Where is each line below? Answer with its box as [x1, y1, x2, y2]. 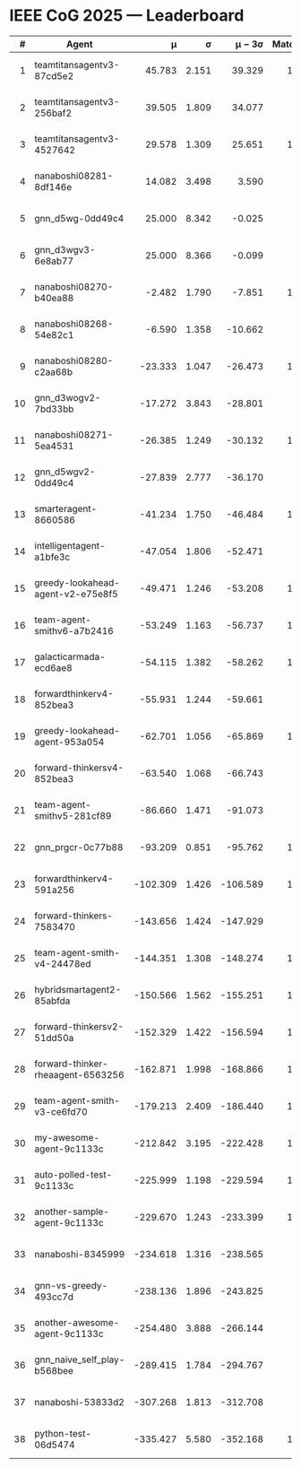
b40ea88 [34, 291, 74, 304]
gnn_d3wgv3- [34, 243, 96, 256]
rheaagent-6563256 [34, 1068, 125, 1081]
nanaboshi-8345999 [34, 1247, 125, 1260]
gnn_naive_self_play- [34, 1353, 125, 1366]
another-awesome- [34, 1316, 120, 1328]
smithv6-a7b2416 [34, 624, 114, 637]
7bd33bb [34, 403, 74, 415]
